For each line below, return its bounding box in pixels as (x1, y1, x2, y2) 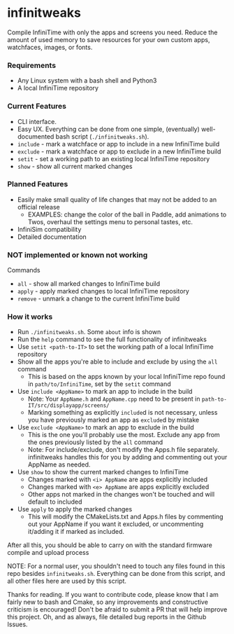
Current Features (7, 102, 67, 111)
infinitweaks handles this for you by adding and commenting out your (27, 453, 228, 462)
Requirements (7, 60, 57, 70)
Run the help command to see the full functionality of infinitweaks (17, 335, 207, 344)
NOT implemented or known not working (7, 250, 148, 260)
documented (17, 132, 54, 141)
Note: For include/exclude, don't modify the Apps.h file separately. (27, 446, 219, 454)
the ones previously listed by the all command (27, 438, 163, 446)
